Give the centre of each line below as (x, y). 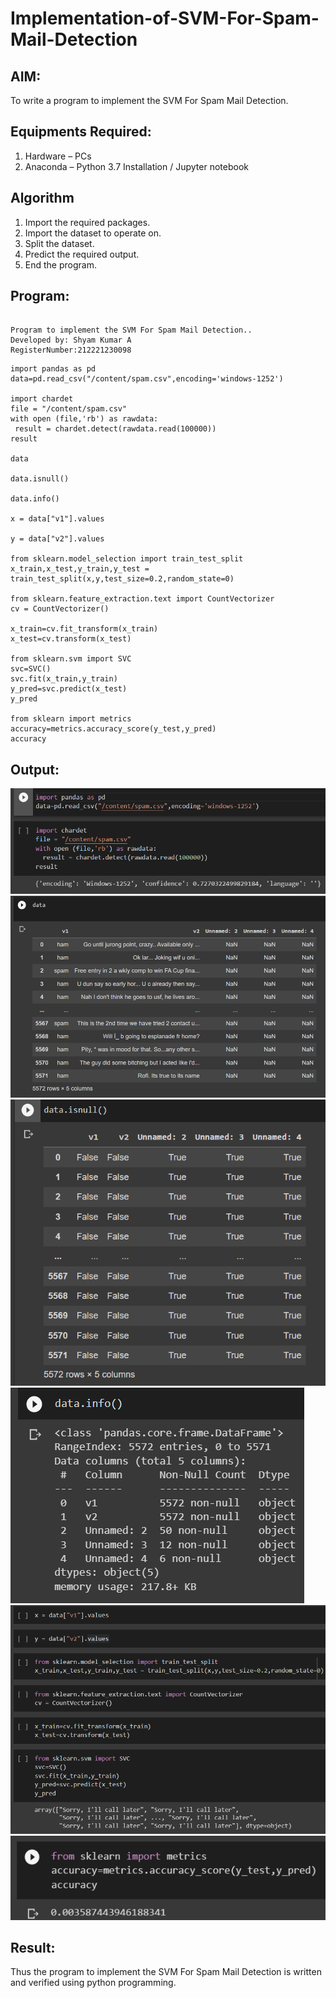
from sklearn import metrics (71, 719)
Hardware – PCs (58, 156)
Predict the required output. (82, 254)
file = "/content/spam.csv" (69, 409)
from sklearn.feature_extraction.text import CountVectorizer (142, 599)
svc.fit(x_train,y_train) (64, 679)
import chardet (42, 399)
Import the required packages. (87, 222)
